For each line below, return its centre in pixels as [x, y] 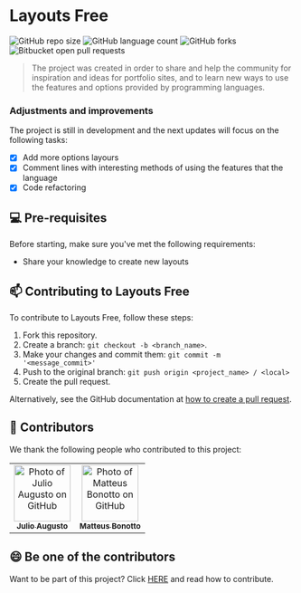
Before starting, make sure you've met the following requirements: [132, 244]
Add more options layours [71, 158]
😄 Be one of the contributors [93, 557]
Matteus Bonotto [111, 526]
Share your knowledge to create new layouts [106, 262]
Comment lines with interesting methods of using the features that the [153, 167]
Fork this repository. [60, 335]
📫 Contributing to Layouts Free [99, 291]
